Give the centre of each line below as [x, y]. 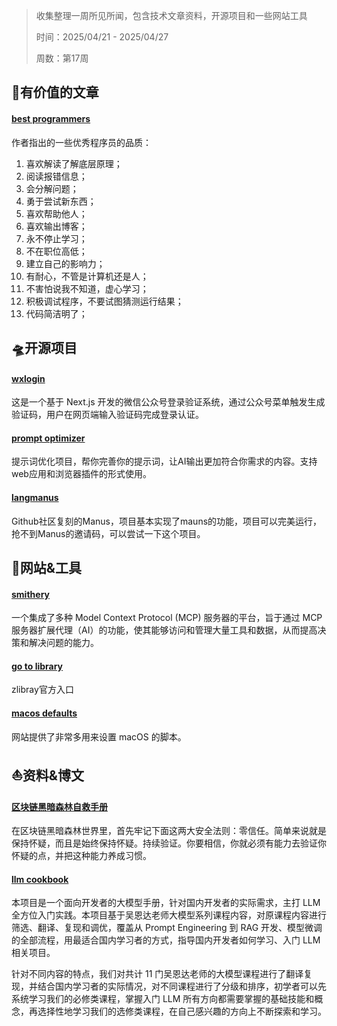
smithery [30, 594]
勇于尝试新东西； [61, 201]
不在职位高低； [56, 251]
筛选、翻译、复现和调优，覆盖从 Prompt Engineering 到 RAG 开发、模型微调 [167, 928]
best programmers [51, 118]
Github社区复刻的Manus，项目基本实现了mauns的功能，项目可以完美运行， [167, 521]
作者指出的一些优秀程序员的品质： [81, 142]
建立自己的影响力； [65, 263]
